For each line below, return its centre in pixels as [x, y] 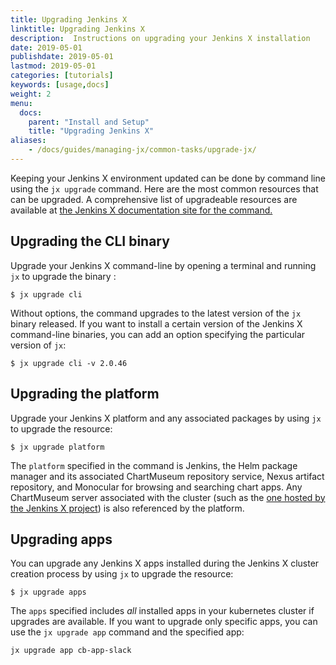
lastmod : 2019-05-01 [53, 66]
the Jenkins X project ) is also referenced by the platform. [127, 508]
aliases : [28, 141]
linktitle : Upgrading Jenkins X [77, 29]
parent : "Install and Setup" [89, 122]
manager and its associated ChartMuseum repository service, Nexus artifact [167, 476]
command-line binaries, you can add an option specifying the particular [158, 334]
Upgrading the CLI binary [90, 241]
